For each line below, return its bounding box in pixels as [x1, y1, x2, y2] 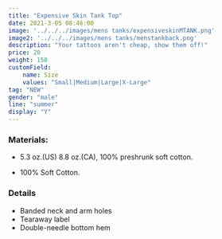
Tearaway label [19, 214, 70, 224]
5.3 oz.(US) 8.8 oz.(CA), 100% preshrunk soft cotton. [19, 152, 193, 162]
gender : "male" [8, 93, 59, 101]
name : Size [22, 71, 59, 79]
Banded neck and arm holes [19, 206, 113, 215]
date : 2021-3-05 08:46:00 [8, 19, 94, 27]
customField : [8, 64, 52, 72]
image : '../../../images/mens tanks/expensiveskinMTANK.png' [8, 26, 216, 34]
